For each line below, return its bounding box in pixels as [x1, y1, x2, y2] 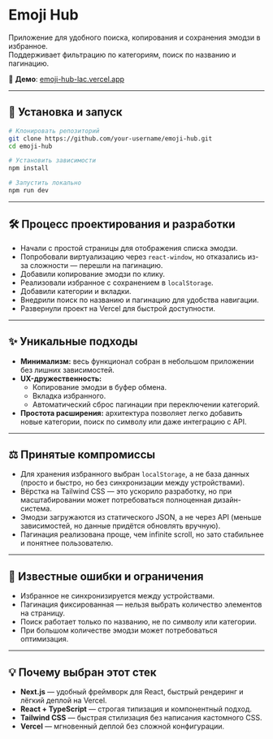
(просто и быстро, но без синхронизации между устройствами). [19, 478, 245, 488]
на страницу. [19, 608, 66, 618]
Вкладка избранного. [32, 391, 106, 400]
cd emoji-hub [8, 142, 53, 150]
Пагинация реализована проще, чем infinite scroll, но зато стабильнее [19, 529, 264, 539]
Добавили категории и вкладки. [19, 286, 132, 296]
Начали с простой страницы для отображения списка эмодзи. [19, 243, 238, 253]
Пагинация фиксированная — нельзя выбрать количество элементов [19, 599, 262, 610]
